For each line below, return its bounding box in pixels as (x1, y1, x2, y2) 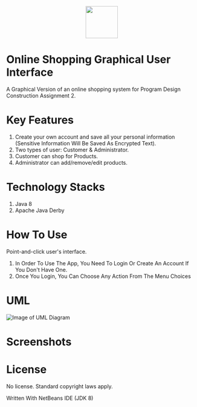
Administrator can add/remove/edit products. (15, 159, 128, 166)
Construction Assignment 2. (6, 91, 76, 99)
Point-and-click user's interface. (6, 248, 87, 255)
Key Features (6, 113, 74, 127)
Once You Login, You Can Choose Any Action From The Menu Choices (15, 273, 192, 280)
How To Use (6, 228, 68, 242)
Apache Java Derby (15, 207, 65, 214)
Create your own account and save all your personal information (15, 133, 175, 141)
